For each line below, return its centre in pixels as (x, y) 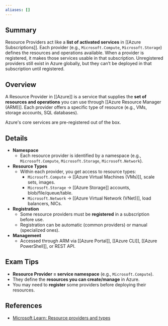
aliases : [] (18, 10)
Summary (21, 30)
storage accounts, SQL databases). (42, 113)
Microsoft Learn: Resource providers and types (61, 318)
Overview (21, 85)
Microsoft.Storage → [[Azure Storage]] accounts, (79, 188)
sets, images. (41, 182)
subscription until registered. (35, 69)
